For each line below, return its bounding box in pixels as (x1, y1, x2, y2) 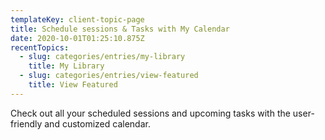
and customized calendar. (44, 117, 151, 130)
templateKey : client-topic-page (10, 14, 145, 25)
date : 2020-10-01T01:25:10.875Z (10, 33, 145, 43)
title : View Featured (28, 80, 118, 90)
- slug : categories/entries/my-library (19, 52, 186, 62)
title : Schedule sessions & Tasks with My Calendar (10, 24, 230, 34)
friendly (10, 117, 43, 130)
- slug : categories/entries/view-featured (19, 71, 199, 81)
